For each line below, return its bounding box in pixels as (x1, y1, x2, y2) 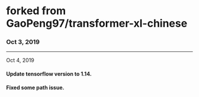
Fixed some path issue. (6, 84, 65, 91)
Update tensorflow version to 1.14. (6, 70, 92, 77)
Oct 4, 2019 (6, 57, 34, 64)
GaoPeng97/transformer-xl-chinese (6, 17, 188, 30)
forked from (6, 4, 66, 18)
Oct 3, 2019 (6, 38, 40, 46)
